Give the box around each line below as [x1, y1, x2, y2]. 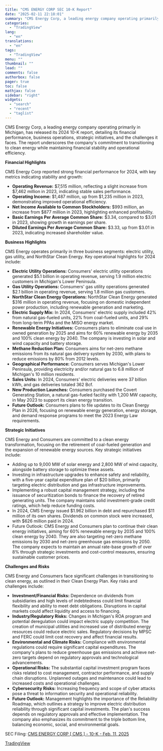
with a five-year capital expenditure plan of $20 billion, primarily [12, 476, 141, 483]
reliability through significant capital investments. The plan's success [12, 706, 150, 712]
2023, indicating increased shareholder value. [12, 229, 104, 235]
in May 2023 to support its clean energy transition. [12, 397, 114, 403]
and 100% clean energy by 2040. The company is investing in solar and [12, 335, 156, 341]
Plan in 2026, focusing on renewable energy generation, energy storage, [12, 407, 158, 413]
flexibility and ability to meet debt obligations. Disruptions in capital [12, 603, 147, 609]
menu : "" [5, 57, 23, 62]
